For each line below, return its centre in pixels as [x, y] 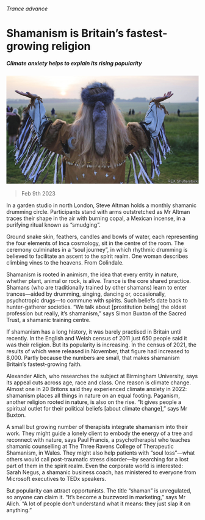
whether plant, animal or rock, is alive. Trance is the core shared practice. [99, 281]
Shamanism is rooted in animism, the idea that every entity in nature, [92, 274]
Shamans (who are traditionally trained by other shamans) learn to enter [97, 288]
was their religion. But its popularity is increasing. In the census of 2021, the [102, 345]
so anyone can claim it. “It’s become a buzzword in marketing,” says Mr [96, 497]
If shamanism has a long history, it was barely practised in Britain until [94, 332]
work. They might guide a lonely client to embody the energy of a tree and [100, 433]
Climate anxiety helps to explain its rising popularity [74, 64]
